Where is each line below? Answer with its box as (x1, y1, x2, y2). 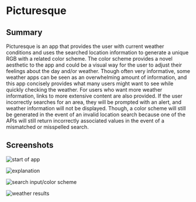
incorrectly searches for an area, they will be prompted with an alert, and (6, 99, 182, 106)
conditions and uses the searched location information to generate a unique (6, 49, 189, 56)
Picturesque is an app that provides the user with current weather (6, 43, 164, 50)
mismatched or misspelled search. (6, 124, 89, 130)
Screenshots (6, 140, 54, 150)
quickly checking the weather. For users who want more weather (6, 86, 163, 93)
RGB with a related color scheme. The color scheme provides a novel (6, 55, 173, 62)
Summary (6, 27, 43, 37)
